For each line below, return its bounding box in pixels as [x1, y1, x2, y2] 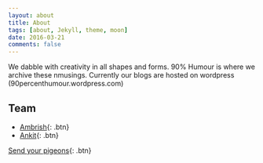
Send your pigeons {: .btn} [8, 146, 92, 155]
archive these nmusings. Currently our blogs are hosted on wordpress [8, 71, 235, 80]
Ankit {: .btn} [19, 130, 59, 139]
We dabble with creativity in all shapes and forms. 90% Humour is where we [8, 62, 255, 71]
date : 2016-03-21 [8, 33, 65, 42]
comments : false [8, 41, 61, 49]
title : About [8, 19, 51, 27]
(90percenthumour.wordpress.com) [8, 79, 124, 89]
